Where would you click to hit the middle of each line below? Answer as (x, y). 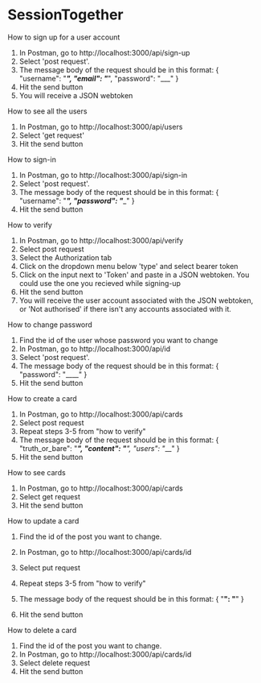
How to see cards (37, 472)
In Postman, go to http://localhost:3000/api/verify (101, 240)
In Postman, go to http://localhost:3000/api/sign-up (104, 52)
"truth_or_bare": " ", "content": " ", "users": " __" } (99, 448)
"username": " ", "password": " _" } (77, 201)
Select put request (50, 567)
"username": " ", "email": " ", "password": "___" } (99, 78)
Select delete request (55, 663)
